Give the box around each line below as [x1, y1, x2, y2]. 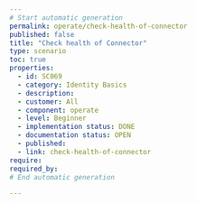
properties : [9, 64, 54, 73]
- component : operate [17, 106, 99, 115]
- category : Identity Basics [17, 80, 127, 89]
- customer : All [17, 97, 79, 106]
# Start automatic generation [9, 13, 124, 23]
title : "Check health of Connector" [9, 38, 147, 48]
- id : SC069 [17, 72, 63, 81]
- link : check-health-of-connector [17, 147, 152, 156]
